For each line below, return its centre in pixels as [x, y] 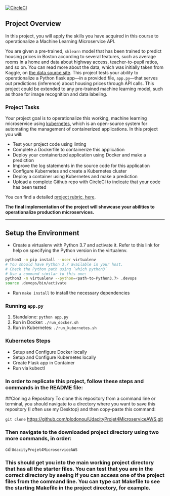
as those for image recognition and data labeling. [56, 94]
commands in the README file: [44, 387]
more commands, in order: [38, 438]
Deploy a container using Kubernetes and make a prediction [75, 177]
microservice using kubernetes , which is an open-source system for [76, 123]
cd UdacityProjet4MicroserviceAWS [41, 449]
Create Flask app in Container [44, 362]
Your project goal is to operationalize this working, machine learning [76, 118]
